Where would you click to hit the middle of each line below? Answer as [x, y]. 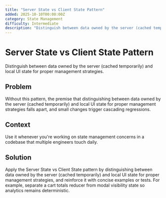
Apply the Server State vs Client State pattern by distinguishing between [79, 169]
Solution [18, 158]
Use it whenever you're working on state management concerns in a [75, 137]
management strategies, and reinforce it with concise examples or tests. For [83, 180]
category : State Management [34, 19]
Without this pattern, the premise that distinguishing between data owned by [83, 99]
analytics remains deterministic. [38, 190]
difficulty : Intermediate [32, 23]
